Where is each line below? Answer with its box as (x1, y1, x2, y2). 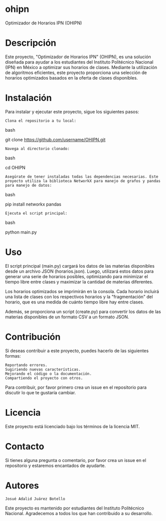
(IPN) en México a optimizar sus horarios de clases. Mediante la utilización (5, 64, 158, 70)
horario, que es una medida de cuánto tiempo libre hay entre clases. (5, 299, 145, 305)
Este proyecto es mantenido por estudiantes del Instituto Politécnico (5, 505, 145, 511)
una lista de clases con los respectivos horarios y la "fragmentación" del (5, 294, 153, 299)
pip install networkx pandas (5, 201, 61, 207)
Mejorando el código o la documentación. (5, 371, 92, 376)
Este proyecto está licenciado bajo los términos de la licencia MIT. (5, 423, 140, 429)
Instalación (5, 92, 52, 104)
